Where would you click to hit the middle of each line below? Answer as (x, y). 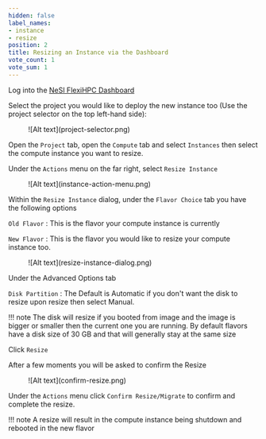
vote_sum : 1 (28, 68)
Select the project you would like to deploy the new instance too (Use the (128, 105)
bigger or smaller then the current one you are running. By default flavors (128, 325)
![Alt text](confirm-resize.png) (77, 380)
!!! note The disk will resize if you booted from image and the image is (122, 317)
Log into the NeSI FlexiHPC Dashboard (71, 90)
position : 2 (28, 45)
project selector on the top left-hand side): (77, 114)
